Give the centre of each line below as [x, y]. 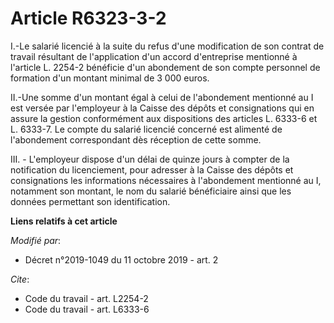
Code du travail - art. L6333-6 [87, 309]
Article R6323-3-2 [88, 18]
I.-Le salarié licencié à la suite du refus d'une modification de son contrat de [167, 46]
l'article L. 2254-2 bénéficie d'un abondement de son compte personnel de [165, 67]
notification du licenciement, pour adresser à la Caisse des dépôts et [152, 169]
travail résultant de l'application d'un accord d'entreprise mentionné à [154, 56]
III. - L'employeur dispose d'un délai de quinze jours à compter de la [150, 159]
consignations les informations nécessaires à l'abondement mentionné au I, [166, 180]
